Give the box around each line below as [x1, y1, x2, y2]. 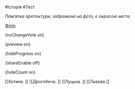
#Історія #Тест [5, 4, 35, 10]
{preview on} [5, 41, 31, 47]
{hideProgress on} [5, 51, 41, 56]
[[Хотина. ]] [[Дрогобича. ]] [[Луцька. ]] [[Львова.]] [5, 79, 109, 84]
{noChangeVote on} [5, 32, 44, 38]
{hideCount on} [5, 69, 36, 75]
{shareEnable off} [5, 60, 40, 65]
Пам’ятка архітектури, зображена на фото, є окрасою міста [5, 13, 130, 19]
